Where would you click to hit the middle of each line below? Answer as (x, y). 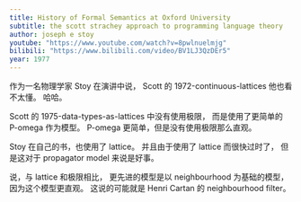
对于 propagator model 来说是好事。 (92, 158)
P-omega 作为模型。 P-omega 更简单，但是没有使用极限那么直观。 (133, 127)
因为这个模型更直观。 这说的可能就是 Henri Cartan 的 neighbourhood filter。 (150, 188)
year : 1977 (30, 59)
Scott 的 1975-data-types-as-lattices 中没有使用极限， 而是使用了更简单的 (146, 116)
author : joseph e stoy (52, 34)
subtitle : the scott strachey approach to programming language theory (146, 26)
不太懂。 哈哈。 (38, 97)
